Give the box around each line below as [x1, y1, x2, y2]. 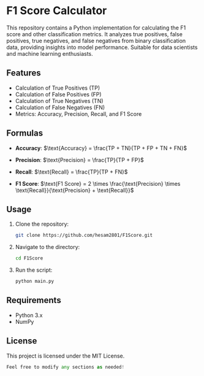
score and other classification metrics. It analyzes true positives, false [6, 30, 183, 37]
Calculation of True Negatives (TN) [15, 97, 104, 104]
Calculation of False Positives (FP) [15, 90, 102, 98]
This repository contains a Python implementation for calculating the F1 [6, 24, 186, 31]
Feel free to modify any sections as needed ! [6, 364, 124, 370]
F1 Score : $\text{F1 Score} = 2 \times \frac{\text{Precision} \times [15, 180, 181, 187]
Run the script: [15, 266, 53, 274]
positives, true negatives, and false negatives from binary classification [6, 37, 186, 44]
